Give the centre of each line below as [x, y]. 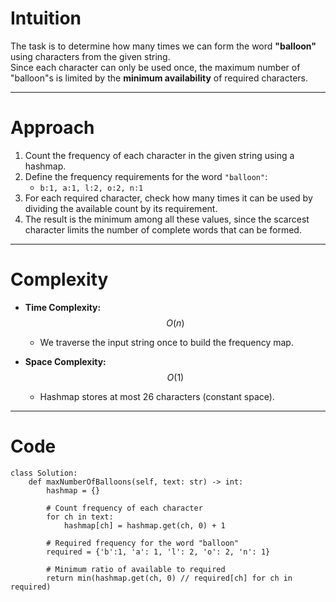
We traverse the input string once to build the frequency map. [166, 342]
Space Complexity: [65, 361]
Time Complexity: [63, 307]
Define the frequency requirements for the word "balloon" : [146, 176]
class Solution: [44, 473]
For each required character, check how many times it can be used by [168, 198]
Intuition [46, 18]
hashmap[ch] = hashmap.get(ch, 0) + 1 [144, 525]
